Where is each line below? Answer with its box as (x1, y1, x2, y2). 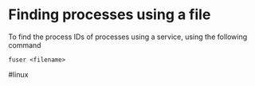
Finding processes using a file (8, 6, 211, 24)
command (8, 40, 41, 49)
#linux (8, 69, 29, 79)
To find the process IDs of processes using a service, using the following (8, 32, 248, 41)
